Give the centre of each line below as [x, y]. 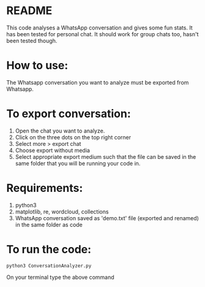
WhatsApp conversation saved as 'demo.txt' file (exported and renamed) [107, 218]
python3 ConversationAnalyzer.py [49, 266]
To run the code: [49, 249]
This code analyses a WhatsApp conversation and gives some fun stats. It [99, 28]
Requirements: [45, 188]
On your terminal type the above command [60, 277]
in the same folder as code [49, 224]
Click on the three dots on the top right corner [73, 137]
